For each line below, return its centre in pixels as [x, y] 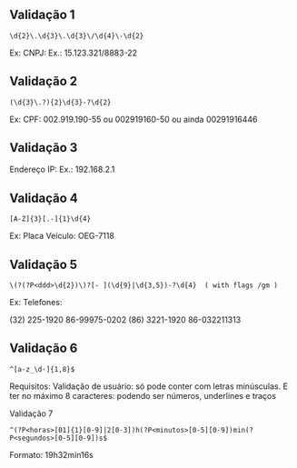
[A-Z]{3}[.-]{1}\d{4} [50, 219]
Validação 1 [42, 15]
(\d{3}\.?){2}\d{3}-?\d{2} [60, 102]
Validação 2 [44, 81]
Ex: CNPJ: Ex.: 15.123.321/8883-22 [74, 53]
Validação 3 [44, 148]
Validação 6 [44, 349]
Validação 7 [31, 413]
